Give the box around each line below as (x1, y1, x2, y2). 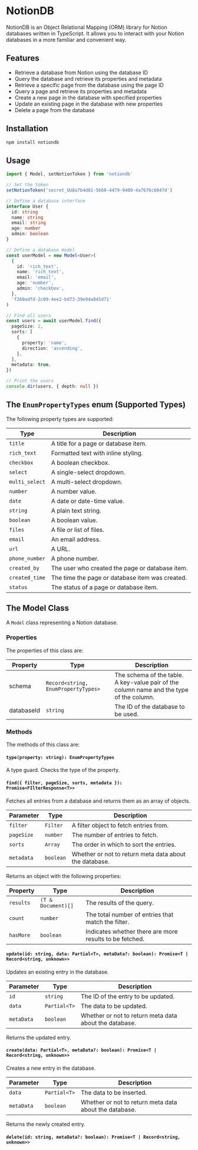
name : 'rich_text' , (16, 269, 65, 275)
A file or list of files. (51, 525, 105, 534)
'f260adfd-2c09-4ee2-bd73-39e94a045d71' (11, 296, 112, 302)
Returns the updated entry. (6, 1034, 72, 1041)
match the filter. (85, 918, 130, 926)
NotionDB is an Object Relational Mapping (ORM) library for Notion (6, 24, 168, 31)
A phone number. (51, 554, 99, 563)
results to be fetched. (85, 935, 145, 943)
